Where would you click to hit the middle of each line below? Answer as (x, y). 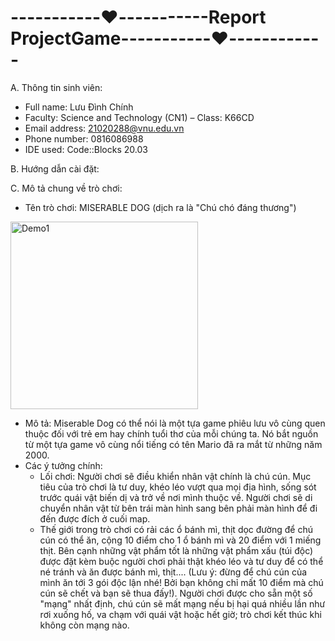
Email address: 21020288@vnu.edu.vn (104, 128)
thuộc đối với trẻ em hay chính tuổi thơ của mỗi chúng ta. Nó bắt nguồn (171, 433)
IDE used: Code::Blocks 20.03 (86, 149)
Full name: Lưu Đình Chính (79, 107)
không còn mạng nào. (84, 625)
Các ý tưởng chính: (63, 465)
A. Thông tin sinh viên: (56, 87)
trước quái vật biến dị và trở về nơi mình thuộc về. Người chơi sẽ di (176, 497)
